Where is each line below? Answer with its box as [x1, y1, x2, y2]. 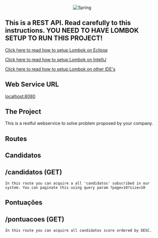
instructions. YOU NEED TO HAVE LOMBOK [5, 26, 139, 35]
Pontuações [5, 198, 43, 207]
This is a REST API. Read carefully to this [5, 19, 131, 27]
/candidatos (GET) [5, 168, 62, 176]
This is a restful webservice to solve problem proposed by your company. [5, 120, 153, 126]
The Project [5, 108, 42, 116]
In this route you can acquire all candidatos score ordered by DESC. [5, 228, 152, 233]
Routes [5, 135, 27, 143]
